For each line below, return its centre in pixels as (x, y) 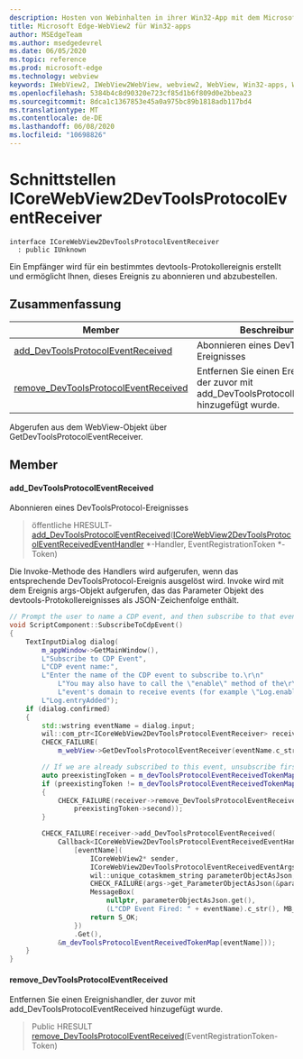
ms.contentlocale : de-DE (56, 118)
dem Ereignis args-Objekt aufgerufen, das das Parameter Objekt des (137, 590)
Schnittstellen (63, 180)
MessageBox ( (112, 892)
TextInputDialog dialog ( (72, 642)
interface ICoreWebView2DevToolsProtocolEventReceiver (115, 242)
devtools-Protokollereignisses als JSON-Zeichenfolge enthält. (124, 600)
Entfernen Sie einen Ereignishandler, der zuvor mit (102, 1000)
